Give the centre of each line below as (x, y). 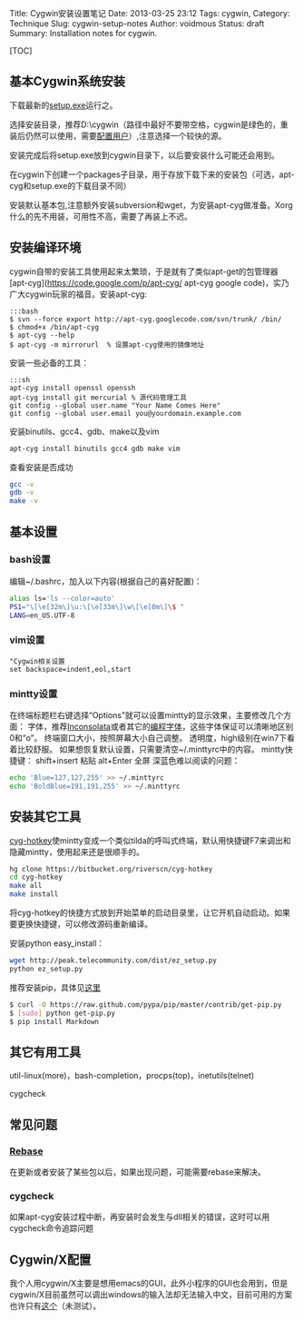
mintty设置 (34, 694)
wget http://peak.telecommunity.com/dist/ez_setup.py (113, 960)
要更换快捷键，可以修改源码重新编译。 (81, 924)
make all (26, 886)
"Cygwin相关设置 (37, 661)
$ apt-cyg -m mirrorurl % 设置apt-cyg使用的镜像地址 (107, 345)
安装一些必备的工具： (49, 362)
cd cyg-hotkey (36, 877)
